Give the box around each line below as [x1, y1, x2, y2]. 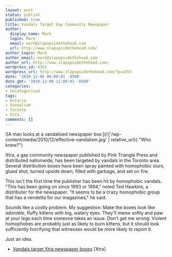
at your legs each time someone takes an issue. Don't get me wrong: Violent [5, 215, 167, 221]
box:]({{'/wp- [93, 131, 122, 137]
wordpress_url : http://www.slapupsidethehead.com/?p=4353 [5, 70, 132, 75]
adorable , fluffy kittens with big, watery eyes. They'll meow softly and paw [5, 209, 163, 216]
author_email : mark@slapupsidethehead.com [5, 55, 98, 60]
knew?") [5, 142, 23, 148]
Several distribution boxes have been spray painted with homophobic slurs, [5, 162, 165, 169]
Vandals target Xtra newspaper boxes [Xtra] [12, 246, 106, 252]
